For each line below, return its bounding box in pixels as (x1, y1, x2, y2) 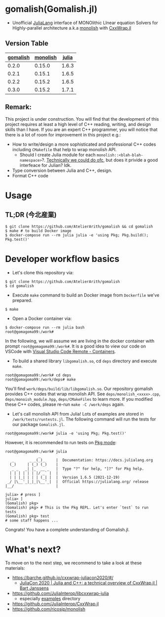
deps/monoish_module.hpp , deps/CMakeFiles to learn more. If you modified (5, 396, 153, 402)
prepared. (12, 297, 33, 303)
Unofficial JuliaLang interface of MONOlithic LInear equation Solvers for (12, 20, 159, 26)
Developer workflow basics (5, 253, 120, 264)
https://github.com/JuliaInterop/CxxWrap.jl (12, 601, 99, 607)
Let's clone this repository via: (12, 269, 74, 275)
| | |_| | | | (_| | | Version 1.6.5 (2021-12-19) (9, 475, 120, 480)
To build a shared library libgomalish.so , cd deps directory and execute (12, 358, 157, 364)
